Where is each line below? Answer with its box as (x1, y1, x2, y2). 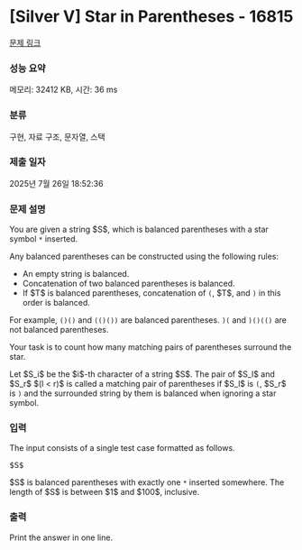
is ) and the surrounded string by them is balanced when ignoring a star (9, 388, 277, 399)
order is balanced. (22, 298, 90, 308)
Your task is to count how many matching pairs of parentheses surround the (9, 342, 292, 353)
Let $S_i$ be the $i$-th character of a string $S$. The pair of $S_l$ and (9, 369, 275, 380)
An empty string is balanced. (22, 269, 130, 280)
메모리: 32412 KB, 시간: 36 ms (9, 84, 118, 96)
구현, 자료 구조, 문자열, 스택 (9, 131, 105, 142)
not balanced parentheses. (9, 325, 109, 335)
